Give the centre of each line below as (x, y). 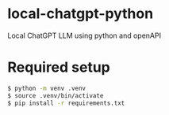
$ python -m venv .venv (47, 88)
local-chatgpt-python (81, 14)
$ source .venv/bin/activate (56, 95)
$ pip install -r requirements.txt (66, 103)
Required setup (59, 67)
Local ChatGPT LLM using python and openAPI (84, 35)
